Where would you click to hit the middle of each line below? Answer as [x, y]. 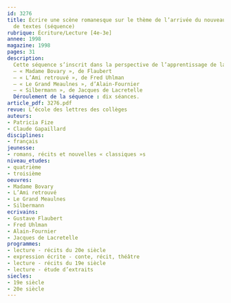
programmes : [24, 244]
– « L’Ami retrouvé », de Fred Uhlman [69, 77]
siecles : [20, 276]
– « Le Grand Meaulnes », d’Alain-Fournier [76, 84]
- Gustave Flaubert [35, 218]
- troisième [24, 174]
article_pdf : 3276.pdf [40, 103]
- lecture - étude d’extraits [51, 269]
